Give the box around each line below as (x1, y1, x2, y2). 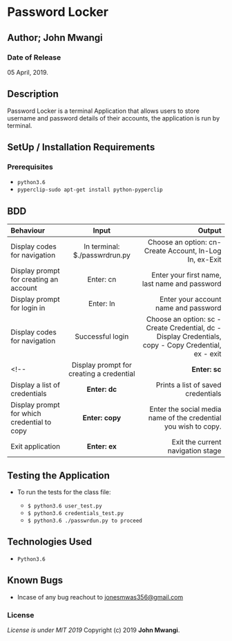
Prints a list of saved (155, 380, 222, 390)
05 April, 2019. (7, 68, 48, 76)
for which (10, 409, 41, 419)
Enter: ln (88, 299, 115, 309)
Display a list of (10, 380, 61, 390)
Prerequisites (7, 162, 53, 172)
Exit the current (171, 437, 222, 447)
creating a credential (68, 369, 136, 379)
